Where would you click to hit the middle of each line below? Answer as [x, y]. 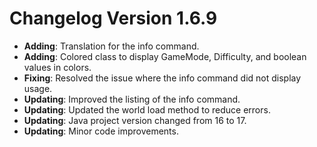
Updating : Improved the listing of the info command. [132, 99]
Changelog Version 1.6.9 [113, 18]
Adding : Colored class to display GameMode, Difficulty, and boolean [165, 56]
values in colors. [57, 67]
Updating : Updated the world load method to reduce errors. [147, 109]
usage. [38, 88]
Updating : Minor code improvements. [101, 131]
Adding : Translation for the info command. [111, 46]
